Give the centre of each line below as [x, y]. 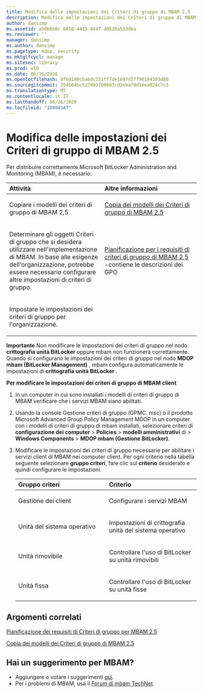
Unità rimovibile [40, 556]
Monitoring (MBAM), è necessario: [49, 174]
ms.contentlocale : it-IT [37, 96]
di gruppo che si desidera [46, 242]
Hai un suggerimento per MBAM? [70, 662]
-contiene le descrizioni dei [144, 265]
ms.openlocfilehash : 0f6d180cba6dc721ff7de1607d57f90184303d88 [88, 79]
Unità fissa [33, 586]
